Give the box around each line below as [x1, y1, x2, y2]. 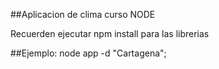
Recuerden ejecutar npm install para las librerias [10, 28, 210, 39]
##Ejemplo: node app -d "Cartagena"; [10, 47, 167, 59]
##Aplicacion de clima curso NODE [10, 9, 156, 20]
